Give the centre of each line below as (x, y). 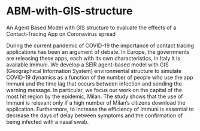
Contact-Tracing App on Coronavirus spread (61, 33)
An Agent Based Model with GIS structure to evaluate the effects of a (91, 28)
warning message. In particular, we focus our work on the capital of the (94, 90)
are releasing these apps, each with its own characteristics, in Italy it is (93, 58)
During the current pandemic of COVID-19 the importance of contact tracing (100, 45)
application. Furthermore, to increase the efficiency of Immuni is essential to (100, 109)
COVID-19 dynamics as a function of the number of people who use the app (100, 77)
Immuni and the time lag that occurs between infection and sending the (94, 83)
